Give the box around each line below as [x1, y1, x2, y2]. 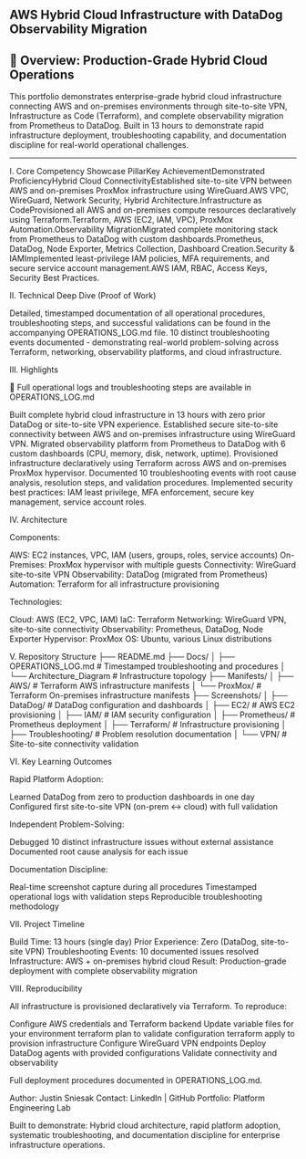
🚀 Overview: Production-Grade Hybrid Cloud [9, 52, 268, 68]
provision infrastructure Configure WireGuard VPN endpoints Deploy [9, 1038, 267, 1049]
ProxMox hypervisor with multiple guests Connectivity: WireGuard [48, 559, 296, 570]
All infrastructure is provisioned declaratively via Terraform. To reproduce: [9, 1001, 287, 1012]
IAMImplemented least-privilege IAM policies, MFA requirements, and [9, 253, 270, 264]
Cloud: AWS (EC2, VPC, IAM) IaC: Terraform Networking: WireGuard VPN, [9, 614, 287, 625]
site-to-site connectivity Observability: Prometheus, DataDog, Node [9, 624, 264, 635]
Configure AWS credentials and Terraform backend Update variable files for [9, 1018, 294, 1029]
